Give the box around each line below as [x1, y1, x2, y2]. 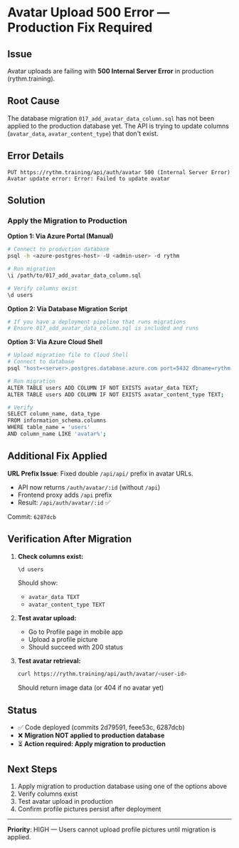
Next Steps [7, 763, 58, 775]
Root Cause [7, 95, 60, 107]
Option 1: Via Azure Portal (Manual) [7, 232, 114, 241]
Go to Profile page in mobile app [28, 627, 123, 636]
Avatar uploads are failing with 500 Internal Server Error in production [7, 67, 214, 75]
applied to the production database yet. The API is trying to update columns [7, 121, 230, 130]
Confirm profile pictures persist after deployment [17, 804, 161, 813]
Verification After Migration [7, 533, 132, 545]
